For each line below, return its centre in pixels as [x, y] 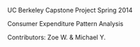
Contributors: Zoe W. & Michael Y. [57, 37]
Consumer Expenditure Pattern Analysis [65, 23]
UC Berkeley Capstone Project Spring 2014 [70, 10]
